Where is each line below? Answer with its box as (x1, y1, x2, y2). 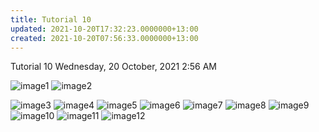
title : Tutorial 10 (10, 14, 92, 25)
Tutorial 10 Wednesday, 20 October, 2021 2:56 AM (10, 61, 217, 73)
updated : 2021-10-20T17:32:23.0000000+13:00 (10, 24, 199, 34)
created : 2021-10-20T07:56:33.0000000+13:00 (10, 33, 199, 43)
